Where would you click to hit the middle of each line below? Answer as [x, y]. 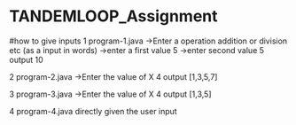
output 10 [27, 59]
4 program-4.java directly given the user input [93, 111]
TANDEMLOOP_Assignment [114, 16]
